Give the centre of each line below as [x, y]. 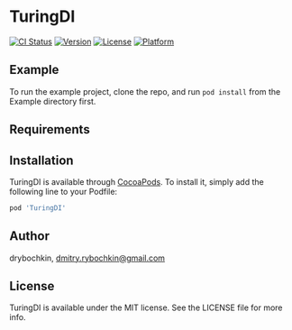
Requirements [50, 129]
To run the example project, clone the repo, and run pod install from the [145, 91]
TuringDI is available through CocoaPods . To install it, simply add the [137, 181]
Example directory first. [53, 101]
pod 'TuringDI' [38, 208]
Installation [41, 160]
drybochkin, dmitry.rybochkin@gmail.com [87, 258]
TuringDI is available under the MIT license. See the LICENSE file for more [146, 307]
